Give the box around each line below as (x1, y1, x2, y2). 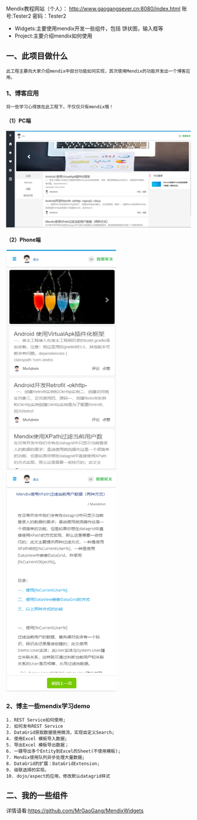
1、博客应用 (6, 89, 39, 97)
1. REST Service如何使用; (6, 717, 66, 723)
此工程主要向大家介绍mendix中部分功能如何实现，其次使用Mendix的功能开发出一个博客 (6, 68, 186, 74)
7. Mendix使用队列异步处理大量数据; (6, 754, 85, 760)
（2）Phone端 (6, 236, 41, 243)
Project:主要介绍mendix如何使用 (14, 32, 93, 39)
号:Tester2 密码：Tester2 (6, 12, 66, 19)
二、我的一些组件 (6, 791, 68, 801)
